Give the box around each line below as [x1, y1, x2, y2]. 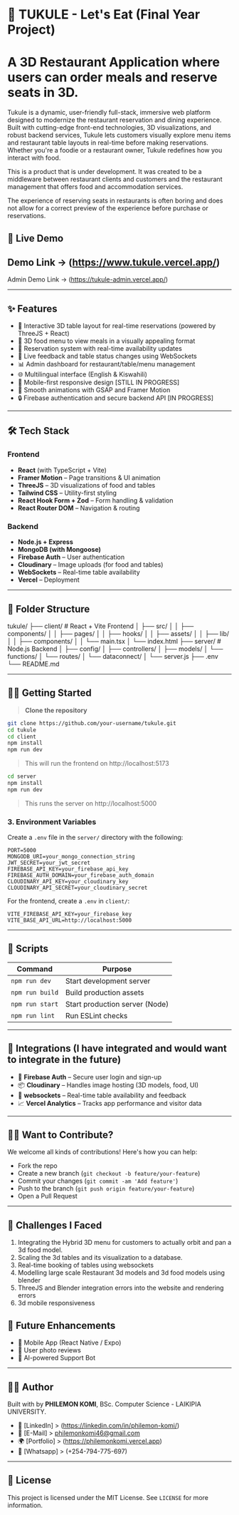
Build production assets [65, 987, 144, 997]
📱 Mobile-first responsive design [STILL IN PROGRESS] [17, 378, 180, 387]
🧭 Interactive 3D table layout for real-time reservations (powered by [17, 322, 216, 330]
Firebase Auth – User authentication [17, 553, 125, 562]
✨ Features [7, 302, 58, 314]
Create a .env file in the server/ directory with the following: [7, 833, 184, 842]
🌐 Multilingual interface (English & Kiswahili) [17, 370, 148, 379]
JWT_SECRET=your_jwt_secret [7, 859, 91, 867]
